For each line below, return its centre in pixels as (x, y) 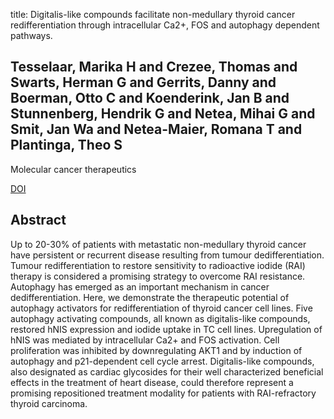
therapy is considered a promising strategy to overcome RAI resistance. (158, 276)
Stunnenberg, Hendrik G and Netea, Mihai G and (163, 114)
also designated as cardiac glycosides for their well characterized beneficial (167, 371)
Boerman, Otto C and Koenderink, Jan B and (150, 98)
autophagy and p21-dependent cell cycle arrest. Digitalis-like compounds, (162, 361)
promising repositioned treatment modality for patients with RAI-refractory (163, 393)
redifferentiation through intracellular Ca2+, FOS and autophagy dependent (165, 25)
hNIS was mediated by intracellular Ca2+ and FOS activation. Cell (145, 340)
